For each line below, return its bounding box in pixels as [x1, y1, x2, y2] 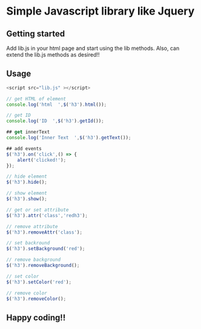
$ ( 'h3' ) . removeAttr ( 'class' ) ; [6, 229, 83, 235]
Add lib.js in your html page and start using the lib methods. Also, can [6, 44, 180, 52]
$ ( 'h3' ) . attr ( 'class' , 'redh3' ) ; [6, 212, 88, 218]
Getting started [6, 29, 65, 39]
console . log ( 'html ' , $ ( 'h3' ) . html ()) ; [6, 102, 107, 108]
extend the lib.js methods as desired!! [6, 51, 100, 58]
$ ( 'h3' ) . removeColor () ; [6, 296, 67, 302]
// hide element [6, 173, 47, 180]
